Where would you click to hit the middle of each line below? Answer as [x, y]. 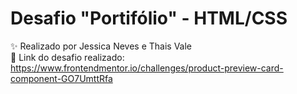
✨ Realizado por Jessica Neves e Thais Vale [101, 46]
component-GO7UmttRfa [61, 78]
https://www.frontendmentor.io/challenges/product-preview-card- [147, 68]
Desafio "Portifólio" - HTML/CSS [149, 18]
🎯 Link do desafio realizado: [67, 57]
